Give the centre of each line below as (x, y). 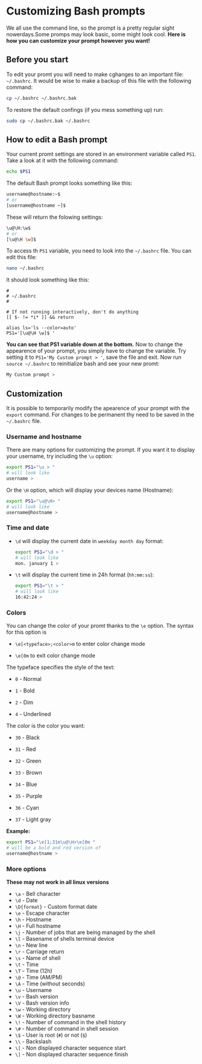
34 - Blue (26, 784)
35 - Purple (29, 796)
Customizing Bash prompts (76, 11)
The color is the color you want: (46, 726)
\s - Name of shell (38, 958)
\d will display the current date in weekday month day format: (89, 541)
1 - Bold (25, 691)
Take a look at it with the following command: (62, 161)
